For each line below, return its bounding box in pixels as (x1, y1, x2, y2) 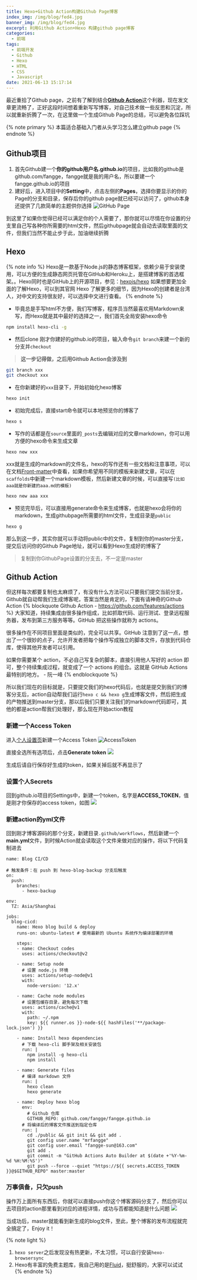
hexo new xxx (6, 449, 38, 455)
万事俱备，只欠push (6, 1183, 63, 1191)
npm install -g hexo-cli (27, 1052, 88, 1058)
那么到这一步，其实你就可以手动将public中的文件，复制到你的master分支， (6, 535, 186, 542)
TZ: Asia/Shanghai (11, 903, 57, 910)
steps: (16, 941, 33, 947)
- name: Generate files (16, 1067, 75, 1073)
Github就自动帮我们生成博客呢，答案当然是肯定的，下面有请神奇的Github (6, 596, 182, 603)
